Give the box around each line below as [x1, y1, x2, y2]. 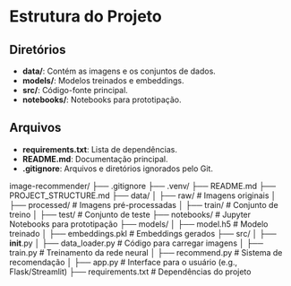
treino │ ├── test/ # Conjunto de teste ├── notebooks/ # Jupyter [9, 209, 252, 220]
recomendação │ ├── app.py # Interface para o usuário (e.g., [9, 256, 238, 267]
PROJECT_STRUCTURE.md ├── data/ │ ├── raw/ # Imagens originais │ [9, 190, 277, 201]
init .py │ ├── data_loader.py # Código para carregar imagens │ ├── [9, 238, 264, 248]
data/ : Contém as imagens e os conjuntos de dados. [21, 65, 217, 76]
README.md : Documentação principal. [21, 153, 168, 164]
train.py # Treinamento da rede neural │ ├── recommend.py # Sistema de [9, 247, 283, 257]
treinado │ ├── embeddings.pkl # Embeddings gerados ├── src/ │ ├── [9, 228, 277, 238]
